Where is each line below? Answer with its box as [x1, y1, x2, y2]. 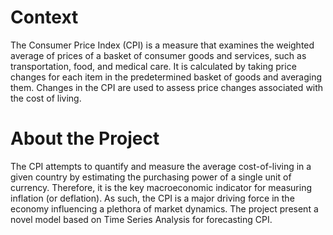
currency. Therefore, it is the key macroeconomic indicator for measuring [10, 181, 313, 193]
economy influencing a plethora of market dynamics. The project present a [10, 202, 319, 215]
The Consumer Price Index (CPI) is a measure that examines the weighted [10, 39, 315, 51]
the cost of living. [10, 92, 82, 104]
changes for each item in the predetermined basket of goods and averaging [10, 71, 323, 83]
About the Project [10, 127, 160, 150]
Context [10, 6, 79, 29]
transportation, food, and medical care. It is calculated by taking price [10, 60, 297, 72]
